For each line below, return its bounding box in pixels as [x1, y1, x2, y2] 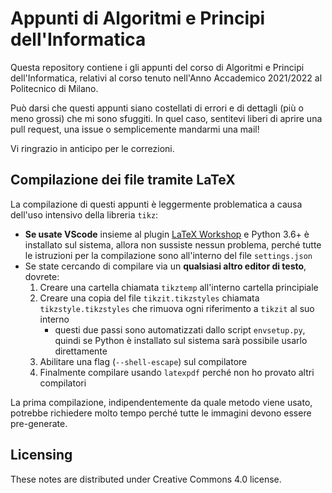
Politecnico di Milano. [10, 82, 99, 94]
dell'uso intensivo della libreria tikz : [10, 208, 159, 221]
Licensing [10, 447, 73, 464]
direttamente [54, 345, 108, 357]
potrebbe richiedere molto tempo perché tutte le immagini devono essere [10, 407, 312, 419]
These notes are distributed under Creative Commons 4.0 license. [10, 473, 282, 485]
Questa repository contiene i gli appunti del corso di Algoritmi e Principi [10, 61, 305, 73]
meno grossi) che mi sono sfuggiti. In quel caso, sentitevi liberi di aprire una [10, 112, 323, 124]
